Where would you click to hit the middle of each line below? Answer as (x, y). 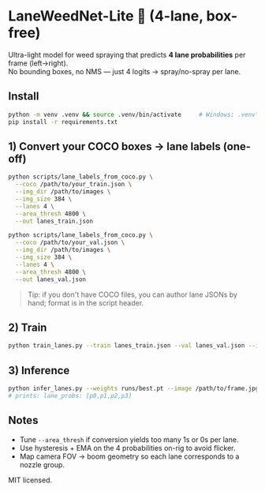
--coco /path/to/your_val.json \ (70, 243)
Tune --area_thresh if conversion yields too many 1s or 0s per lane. (129, 439)
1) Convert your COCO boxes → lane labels (114, 146)
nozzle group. (42, 464)
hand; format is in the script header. (86, 302)
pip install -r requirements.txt (63, 122)
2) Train (28, 327)
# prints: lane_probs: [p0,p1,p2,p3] (70, 395)
